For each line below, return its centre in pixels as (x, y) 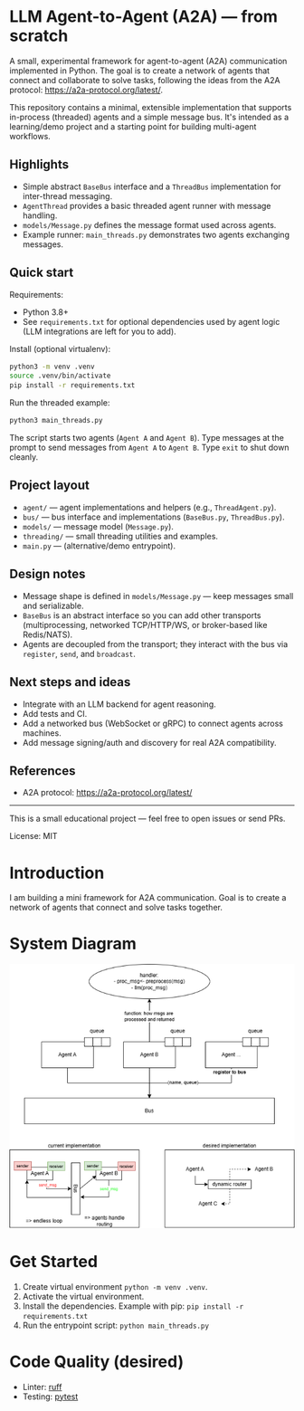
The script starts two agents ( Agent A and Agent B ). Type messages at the (147, 438)
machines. (42, 733)
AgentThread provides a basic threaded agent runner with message (147, 205)
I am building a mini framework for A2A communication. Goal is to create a (148, 898)
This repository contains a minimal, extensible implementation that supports (151, 107)
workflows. (30, 136)
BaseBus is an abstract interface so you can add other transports (142, 615)
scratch (39, 36)
